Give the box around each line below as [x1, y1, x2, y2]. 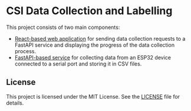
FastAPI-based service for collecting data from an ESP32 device [14, 54, 171, 61]
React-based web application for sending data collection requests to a [14, 35, 186, 42]
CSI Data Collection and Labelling [6, 4, 173, 18]
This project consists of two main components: [6, 24, 120, 31]
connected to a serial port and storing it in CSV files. [14, 60, 142, 67]
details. [6, 99, 24, 106]
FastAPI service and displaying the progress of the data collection [14, 41, 175, 48]
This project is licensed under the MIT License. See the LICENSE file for [6, 93, 180, 100]
